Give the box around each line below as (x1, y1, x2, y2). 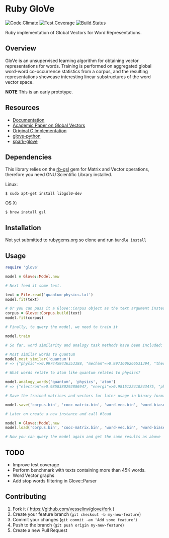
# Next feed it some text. (5, 283, 62, 288)
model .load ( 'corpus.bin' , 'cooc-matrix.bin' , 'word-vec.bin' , (5, 425, 138, 431)
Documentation (12, 117, 45, 123)
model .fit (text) (5, 297, 39, 302)
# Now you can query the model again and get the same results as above (5, 435, 161, 440)
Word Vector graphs (12, 472, 54, 478)
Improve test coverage (12, 461, 59, 467)
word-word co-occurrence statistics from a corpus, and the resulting (5, 68, 148, 74)
